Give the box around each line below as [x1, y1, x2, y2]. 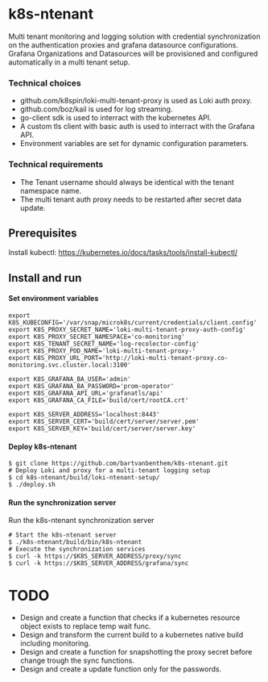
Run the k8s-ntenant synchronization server [8, 516, 155, 525]
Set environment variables [8, 294, 99, 303]
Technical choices [8, 77, 82, 89]
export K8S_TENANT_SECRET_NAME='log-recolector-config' [8, 340, 200, 348]
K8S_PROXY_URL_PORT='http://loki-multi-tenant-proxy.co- [33, 354, 229, 362]
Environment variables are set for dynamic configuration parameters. [19, 139, 249, 149]
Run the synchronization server [8, 497, 117, 507]
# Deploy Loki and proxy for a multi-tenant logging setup [8, 467, 211, 475]
